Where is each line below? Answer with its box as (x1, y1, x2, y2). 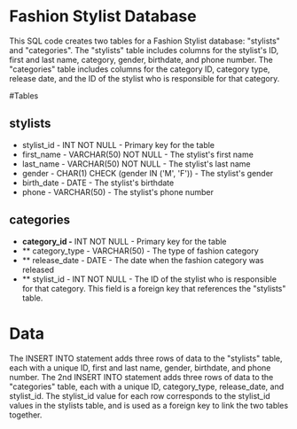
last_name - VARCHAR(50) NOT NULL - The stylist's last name (21, 158, 251, 169)
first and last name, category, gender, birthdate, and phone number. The (9, 54, 273, 65)
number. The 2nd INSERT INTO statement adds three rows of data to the (9, 371, 274, 382)
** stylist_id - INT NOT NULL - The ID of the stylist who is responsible (21, 273, 277, 285)
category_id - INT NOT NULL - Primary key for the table (21, 236, 228, 246)
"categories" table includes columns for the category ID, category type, (9, 64, 270, 74)
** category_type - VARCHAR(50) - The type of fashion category (21, 246, 259, 256)
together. (9, 409, 43, 420)
